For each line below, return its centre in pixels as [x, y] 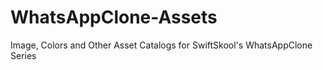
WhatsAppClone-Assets [114, 17]
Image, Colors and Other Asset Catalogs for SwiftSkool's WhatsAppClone [161, 45]
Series [23, 55]
